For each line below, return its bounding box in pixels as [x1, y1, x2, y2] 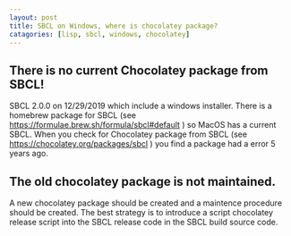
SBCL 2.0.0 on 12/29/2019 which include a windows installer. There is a [9, 100, 273, 112]
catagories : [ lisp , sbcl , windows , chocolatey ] [9, 29, 191, 38]
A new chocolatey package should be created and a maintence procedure [9, 198, 283, 208]
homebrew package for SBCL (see [9, 110, 137, 121]
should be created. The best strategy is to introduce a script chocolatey [9, 207, 274, 217]
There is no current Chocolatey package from [9, 63, 269, 78]
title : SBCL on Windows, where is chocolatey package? [9, 21, 218, 30]
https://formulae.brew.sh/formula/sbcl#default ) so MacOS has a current [9, 120, 277, 131]
